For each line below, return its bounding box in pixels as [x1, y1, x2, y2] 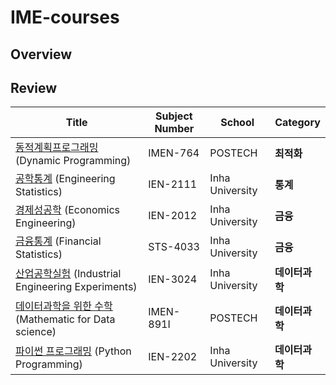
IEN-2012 [148, 209, 198, 223]
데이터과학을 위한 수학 [15, 299, 113, 313]
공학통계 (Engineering [15, 172, 116, 186]
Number [154, 122, 195, 136]
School [220, 116, 255, 130]
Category [274, 116, 321, 130]
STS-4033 [148, 240, 200, 254]
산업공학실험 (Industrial [15, 267, 122, 281]
